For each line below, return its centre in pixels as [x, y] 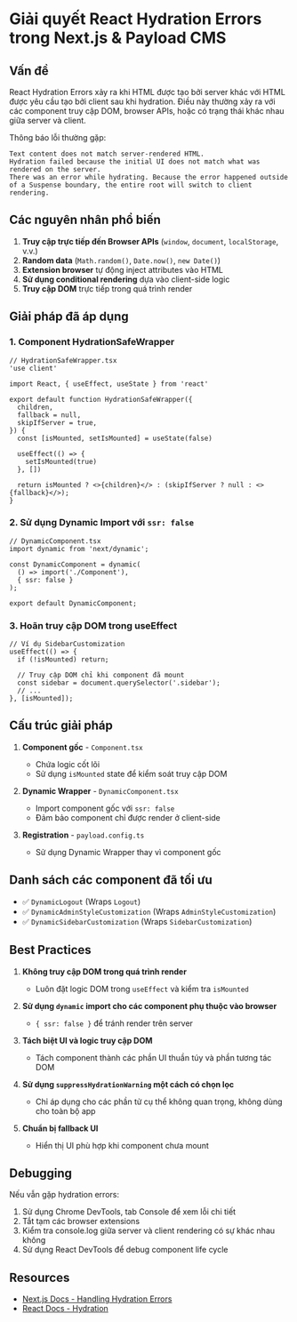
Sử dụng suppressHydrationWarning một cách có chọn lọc [128, 1084]
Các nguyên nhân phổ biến [85, 220]
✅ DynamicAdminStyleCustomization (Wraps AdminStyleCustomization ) [149, 911]
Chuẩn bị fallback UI [60, 1128]
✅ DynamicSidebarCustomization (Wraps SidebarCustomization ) [137, 921]
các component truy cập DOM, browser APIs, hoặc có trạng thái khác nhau [147, 111]
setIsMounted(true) [61, 461]
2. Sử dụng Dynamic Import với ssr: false [101, 523]
